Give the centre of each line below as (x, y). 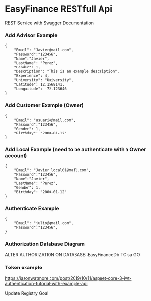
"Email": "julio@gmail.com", (44, 223)
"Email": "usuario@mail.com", (45, 120)
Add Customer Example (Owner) (45, 105)
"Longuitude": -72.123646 (40, 89)
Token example (24, 268)
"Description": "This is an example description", (67, 72)
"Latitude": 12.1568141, (39, 85)
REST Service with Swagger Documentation (50, 23)
